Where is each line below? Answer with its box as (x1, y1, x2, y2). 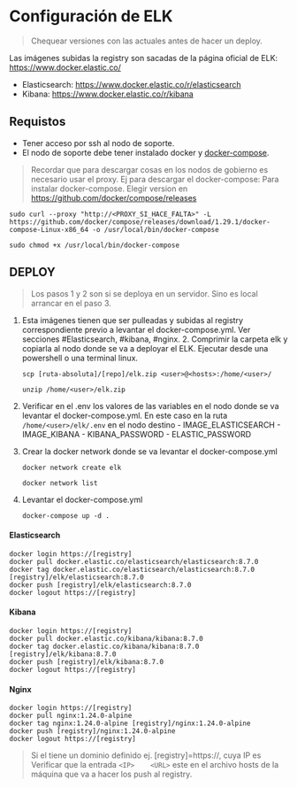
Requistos (9, 114, 66, 129)
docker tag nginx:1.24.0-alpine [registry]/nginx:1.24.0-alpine (9, 719, 251, 728)
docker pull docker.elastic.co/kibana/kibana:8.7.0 (9, 634, 203, 643)
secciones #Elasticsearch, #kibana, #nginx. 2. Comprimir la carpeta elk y (21, 334, 288, 344)
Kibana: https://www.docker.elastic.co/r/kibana (21, 89, 194, 99)
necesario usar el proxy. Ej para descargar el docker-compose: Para (30, 174, 279, 184)
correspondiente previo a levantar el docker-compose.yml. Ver (21, 324, 251, 335)
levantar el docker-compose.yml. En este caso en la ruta (21, 410, 228, 421)
